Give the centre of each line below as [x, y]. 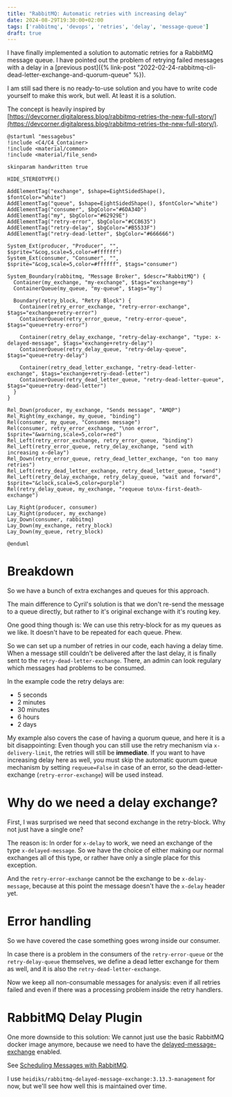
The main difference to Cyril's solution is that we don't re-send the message [116, 604]
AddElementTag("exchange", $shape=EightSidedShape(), [87, 192]
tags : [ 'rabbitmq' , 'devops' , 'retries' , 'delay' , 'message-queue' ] [108, 26]
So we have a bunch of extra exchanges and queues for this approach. [108, 591]
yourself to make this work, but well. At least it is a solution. [92, 96]
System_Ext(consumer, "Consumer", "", [63, 258]
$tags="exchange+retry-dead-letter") [96, 374]
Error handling [49, 922]
